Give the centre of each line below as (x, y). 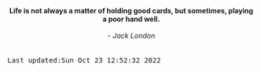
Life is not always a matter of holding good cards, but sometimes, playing (131, 11)
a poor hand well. (131, 19)
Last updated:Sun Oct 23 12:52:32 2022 (84, 60)
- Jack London (131, 36)
